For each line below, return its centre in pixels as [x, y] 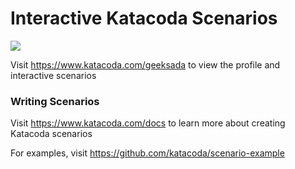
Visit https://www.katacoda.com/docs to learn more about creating [148, 123]
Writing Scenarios [55, 101]
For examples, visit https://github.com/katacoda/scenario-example [147, 153]
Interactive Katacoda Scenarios [144, 18]
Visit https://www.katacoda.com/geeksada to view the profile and [145, 64]
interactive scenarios [53, 75]
